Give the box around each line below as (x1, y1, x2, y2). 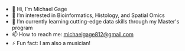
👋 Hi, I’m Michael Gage (11, 6, 67, 12)
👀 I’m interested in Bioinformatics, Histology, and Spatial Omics (11, 12, 165, 19)
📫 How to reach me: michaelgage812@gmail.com (11, 31, 134, 38)
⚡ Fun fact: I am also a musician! (11, 40, 90, 46)
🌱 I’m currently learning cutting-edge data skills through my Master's (11, 18, 180, 25)
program (11, 24, 33, 31)
